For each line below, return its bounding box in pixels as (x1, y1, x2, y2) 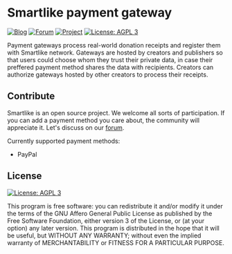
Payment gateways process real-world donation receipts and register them (7, 41, 221, 49)
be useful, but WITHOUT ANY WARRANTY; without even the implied (7, 231, 202, 240)
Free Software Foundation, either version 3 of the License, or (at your (7, 216, 205, 225)
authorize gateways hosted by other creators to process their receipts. (7, 70, 208, 79)
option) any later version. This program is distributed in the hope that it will (7, 224, 220, 232)
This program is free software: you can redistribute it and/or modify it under (7, 202, 223, 210)
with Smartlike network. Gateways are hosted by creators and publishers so (7, 48, 223, 57)
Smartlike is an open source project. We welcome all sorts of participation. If (7, 108, 225, 117)
